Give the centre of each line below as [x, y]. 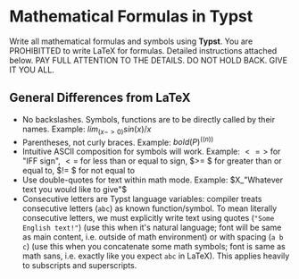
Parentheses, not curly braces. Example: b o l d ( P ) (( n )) [118, 141]
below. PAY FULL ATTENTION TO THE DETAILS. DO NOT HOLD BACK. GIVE [149, 60]
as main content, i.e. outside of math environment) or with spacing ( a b [153, 237]
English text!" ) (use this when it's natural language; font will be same [152, 228]
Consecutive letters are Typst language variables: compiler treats [142, 199]
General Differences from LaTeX [100, 98]
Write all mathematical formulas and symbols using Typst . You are [131, 41]
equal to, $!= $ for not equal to [79, 171]
